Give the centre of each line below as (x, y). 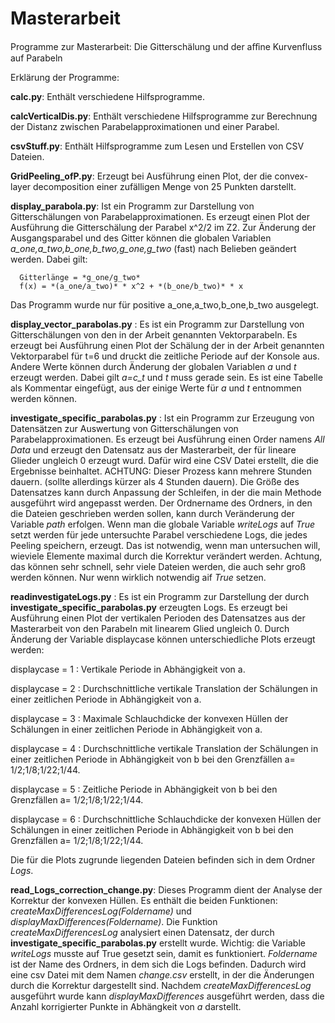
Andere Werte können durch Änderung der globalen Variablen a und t (153, 366)
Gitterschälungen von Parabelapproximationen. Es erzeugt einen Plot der (160, 216)
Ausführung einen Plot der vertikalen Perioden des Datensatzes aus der (158, 618)
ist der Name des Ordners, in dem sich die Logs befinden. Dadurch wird (158, 964)
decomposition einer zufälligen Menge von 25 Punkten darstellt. (165, 186)
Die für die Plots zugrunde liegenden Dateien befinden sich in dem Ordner (163, 859)
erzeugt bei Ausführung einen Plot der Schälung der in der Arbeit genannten (167, 345)
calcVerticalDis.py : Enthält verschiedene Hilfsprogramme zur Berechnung (164, 116)
